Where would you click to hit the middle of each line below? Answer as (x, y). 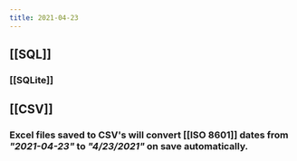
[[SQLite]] (32, 80)
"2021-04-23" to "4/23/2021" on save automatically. (129, 147)
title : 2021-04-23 (44, 18)
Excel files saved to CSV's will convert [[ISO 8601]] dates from (149, 135)
